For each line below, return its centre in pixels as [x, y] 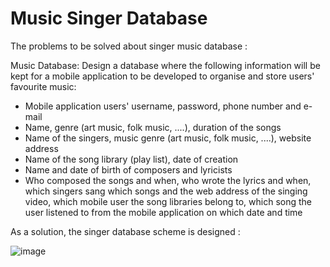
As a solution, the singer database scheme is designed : [125, 231]
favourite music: [43, 86]
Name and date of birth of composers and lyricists [128, 169]
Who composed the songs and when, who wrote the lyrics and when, [168, 180]
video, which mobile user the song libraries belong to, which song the [168, 201]
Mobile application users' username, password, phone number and [163, 106]
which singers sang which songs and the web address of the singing [166, 191]
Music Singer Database [109, 18]
